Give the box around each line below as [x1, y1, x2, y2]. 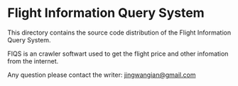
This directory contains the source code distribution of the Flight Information [7, 28, 232, 37]
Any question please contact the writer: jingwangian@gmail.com [7, 70, 196, 79]
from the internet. [7, 56, 59, 65]
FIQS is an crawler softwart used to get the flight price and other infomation [7, 49, 229, 58]
